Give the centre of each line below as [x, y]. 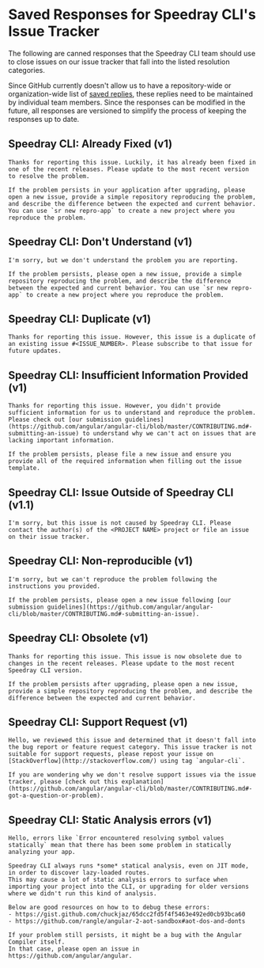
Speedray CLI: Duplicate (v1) [80, 319]
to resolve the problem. [49, 176]
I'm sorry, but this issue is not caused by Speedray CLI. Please [120, 523]
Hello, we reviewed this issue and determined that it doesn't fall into [132, 740]
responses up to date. [44, 119]
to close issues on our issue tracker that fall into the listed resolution [119, 62]
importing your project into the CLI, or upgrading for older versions [128, 887]
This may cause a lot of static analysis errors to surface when [118, 880]
